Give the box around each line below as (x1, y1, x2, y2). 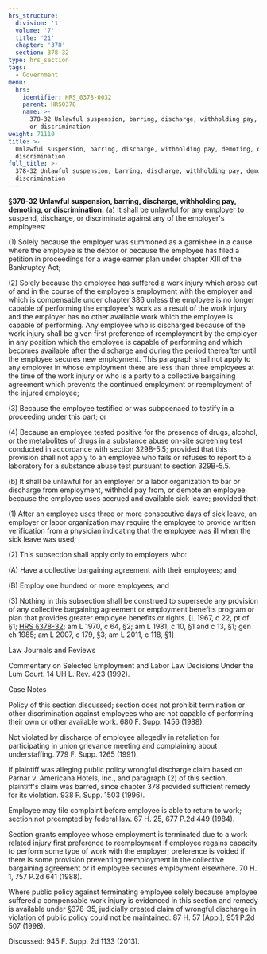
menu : (8, 78, 26, 86)
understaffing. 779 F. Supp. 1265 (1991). (8, 749, 139, 759)
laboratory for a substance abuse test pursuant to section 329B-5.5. (8, 461, 231, 471)
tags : (8, 64, 26, 72)
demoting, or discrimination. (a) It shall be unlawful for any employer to (8, 205, 245, 214)
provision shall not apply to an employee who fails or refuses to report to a (8, 452, 252, 462)
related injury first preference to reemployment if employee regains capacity (8, 838, 258, 847)
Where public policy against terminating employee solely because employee (8, 887, 258, 897)
